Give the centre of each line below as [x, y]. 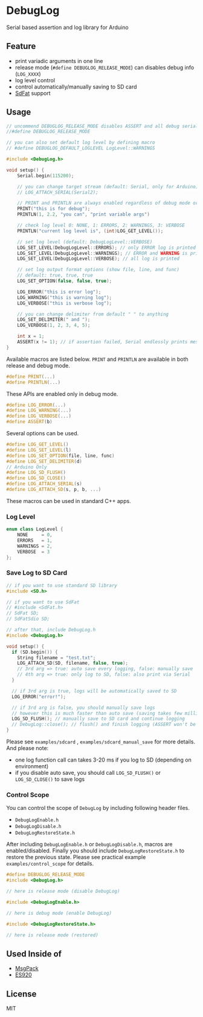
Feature [21, 46]
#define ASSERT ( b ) [29, 422]
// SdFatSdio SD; [28, 619]
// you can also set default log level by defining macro [81, 143]
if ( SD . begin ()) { [35, 652]
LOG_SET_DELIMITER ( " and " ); [54, 320]
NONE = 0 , [35, 535]
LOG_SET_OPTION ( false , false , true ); [65, 281]
